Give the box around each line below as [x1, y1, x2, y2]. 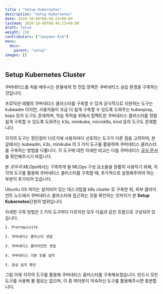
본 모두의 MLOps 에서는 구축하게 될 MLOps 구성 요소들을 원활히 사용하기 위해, [5, 164, 153, 170]
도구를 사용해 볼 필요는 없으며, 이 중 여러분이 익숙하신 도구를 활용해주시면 [5, 278, 144, 284]
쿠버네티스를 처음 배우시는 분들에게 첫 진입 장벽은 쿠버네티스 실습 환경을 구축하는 [5, 84, 159, 90]
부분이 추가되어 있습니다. [5, 176, 52, 182]
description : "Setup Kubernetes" [5, 12, 73, 17]
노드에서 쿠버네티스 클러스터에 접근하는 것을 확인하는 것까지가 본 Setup [14, 193, 150, 198]
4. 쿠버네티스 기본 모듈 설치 [5, 253, 55, 258]
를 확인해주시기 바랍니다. [5, 154, 52, 159]
